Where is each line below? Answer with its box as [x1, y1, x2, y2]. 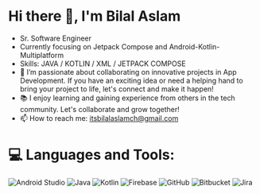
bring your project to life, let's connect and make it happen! [19, 83, 215, 94]
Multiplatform [19, 50, 64, 60]
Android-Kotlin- [169, 41, 220, 51]
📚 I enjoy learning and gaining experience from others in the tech [19, 93, 236, 103]
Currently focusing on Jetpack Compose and [19, 41, 168, 51]
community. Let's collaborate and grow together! [19, 104, 180, 114]
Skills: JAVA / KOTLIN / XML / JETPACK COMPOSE [19, 59, 186, 68]
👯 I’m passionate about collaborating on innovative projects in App [19, 67, 237, 76]
